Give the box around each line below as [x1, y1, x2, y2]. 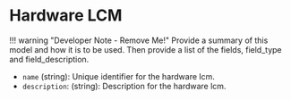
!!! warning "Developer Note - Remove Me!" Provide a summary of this [9, 35, 269, 46]
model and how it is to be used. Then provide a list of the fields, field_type [9, 44, 282, 54]
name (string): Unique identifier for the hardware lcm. [21, 71, 215, 81]
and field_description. [9, 54, 90, 64]
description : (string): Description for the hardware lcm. [21, 80, 227, 91]
